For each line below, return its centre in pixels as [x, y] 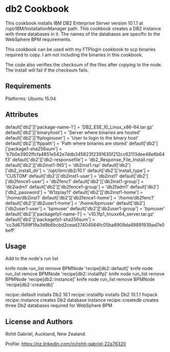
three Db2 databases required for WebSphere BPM [59, 305]
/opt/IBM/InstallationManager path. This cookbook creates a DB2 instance [83, 28]
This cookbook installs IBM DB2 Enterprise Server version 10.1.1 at [74, 23]
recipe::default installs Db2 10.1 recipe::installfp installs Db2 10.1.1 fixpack [81, 295]
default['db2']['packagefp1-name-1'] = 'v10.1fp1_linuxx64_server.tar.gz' [80, 214]
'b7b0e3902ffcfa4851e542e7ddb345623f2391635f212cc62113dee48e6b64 [85, 154]
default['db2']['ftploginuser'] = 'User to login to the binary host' [72, 138]
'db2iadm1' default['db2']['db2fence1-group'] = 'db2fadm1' [67, 187]
